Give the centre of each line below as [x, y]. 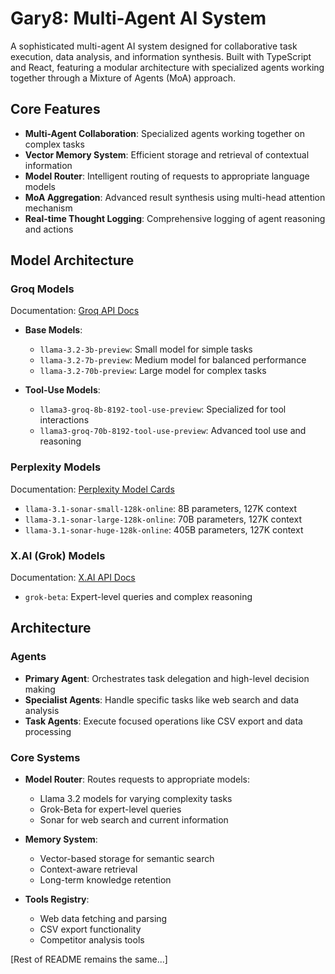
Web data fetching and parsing [103, 919]
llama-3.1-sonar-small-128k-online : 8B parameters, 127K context [161, 508]
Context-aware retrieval [88, 869]
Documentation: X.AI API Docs [73, 578]
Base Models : [53, 330]
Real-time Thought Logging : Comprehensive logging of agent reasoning [175, 218]
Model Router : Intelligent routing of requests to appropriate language [167, 176]
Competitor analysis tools [92, 940]
